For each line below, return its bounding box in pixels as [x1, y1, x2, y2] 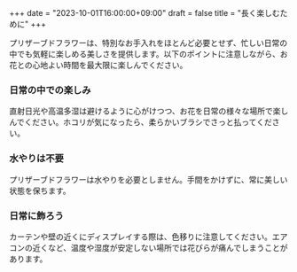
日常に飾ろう [9, 209, 65, 221]
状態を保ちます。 [9, 185, 71, 196]
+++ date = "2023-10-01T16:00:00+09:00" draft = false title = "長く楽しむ [9, 8, 281, 18]
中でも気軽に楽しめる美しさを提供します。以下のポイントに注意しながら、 [9, 49, 281, 59]
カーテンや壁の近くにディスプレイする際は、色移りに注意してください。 [9, 231, 273, 242]
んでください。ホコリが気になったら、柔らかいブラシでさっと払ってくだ [9, 117, 272, 128]
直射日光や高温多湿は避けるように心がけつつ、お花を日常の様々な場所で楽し [9, 105, 289, 117]
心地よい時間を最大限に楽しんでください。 [32, 60, 188, 70]
